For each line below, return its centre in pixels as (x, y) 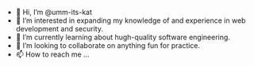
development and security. (59, 29)
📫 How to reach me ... (52, 54)
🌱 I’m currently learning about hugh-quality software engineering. (123, 37)
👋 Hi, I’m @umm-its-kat (54, 12)
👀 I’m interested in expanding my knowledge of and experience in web (131, 20)
